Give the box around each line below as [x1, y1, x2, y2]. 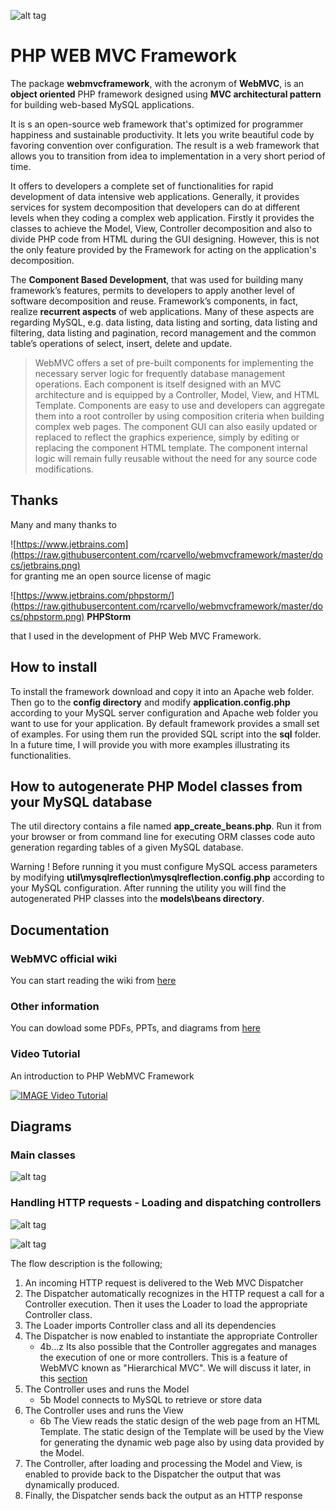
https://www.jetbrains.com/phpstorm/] [16, 589, 175, 601]
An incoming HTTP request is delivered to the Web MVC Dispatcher [24, 1276, 304, 1289]
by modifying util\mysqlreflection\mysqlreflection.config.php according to [10, 871, 325, 884]
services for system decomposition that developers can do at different [10, 201, 300, 213]
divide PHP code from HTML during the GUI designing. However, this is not [10, 233, 320, 245]
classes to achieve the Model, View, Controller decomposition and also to [10, 222, 313, 234]
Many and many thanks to [10, 518, 117, 530]
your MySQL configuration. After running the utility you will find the [10, 882, 287, 894]
